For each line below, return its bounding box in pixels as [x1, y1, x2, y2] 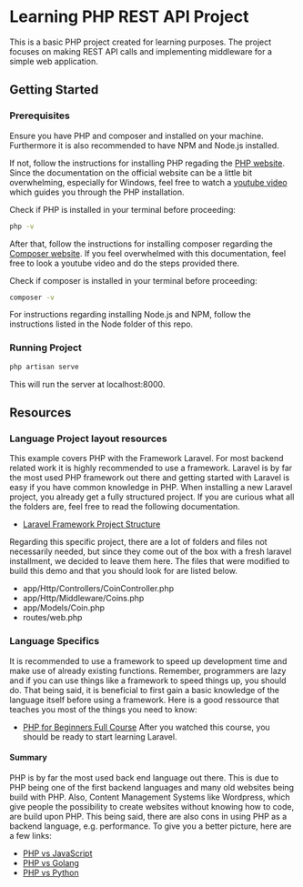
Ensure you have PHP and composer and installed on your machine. [9, 130, 264, 141]
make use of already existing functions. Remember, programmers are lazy [9, 665, 287, 676]
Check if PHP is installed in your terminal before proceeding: [9, 204, 237, 215]
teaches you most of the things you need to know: [9, 703, 197, 715]
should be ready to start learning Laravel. [22, 731, 177, 742]
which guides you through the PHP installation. [9, 186, 185, 197]
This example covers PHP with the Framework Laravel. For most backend [9, 453, 284, 464]
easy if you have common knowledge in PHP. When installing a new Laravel [9, 482, 293, 493]
